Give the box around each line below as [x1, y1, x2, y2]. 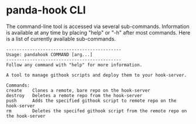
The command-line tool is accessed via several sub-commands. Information [6, 23, 190, 30]
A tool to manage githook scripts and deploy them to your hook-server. [6, 72, 187, 78]
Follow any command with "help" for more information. [6, 62, 143, 68]
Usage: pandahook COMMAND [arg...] [6, 51, 93, 57]
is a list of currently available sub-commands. [6, 35, 116, 42]
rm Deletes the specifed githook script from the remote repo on [6, 108, 187, 114]
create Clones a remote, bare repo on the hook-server [6, 87, 150, 94]
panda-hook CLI [6, 4, 86, 17]
